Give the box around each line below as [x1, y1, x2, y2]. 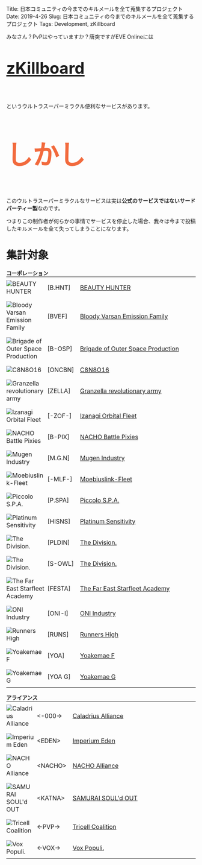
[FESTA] [47, 584, 71, 592]
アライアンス [6, 694, 38, 701]
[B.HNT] [47, 283, 71, 291]
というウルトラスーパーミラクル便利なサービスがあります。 [6, 103, 153, 110]
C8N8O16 [80, 366, 109, 374]
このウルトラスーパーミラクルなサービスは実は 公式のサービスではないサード [6, 197, 196, 204]
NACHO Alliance [72, 761, 119, 770]
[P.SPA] [47, 496, 69, 504]
